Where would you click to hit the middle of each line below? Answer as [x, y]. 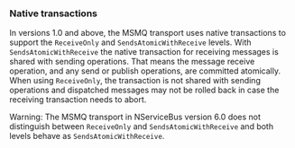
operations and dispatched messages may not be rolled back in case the [144, 90]
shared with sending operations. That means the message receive [132, 62]
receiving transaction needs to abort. [78, 100]
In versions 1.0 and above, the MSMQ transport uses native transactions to [148, 33]
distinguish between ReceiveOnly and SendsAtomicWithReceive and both [141, 126]
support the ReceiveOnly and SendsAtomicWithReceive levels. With [130, 42]
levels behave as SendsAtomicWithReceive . [87, 136]
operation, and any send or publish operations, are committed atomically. [145, 71]
